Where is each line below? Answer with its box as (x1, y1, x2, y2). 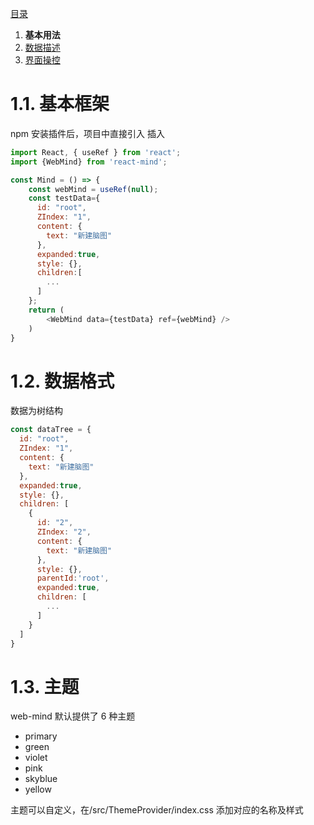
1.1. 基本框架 (10, 93, 110, 116)
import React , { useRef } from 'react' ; (10, 147, 182, 157)
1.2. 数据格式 (10, 370, 115, 392)
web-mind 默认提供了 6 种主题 (10, 710, 136, 722)
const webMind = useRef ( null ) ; (28, 184, 159, 194)
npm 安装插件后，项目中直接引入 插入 (10, 127, 165, 139)
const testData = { (28, 193, 101, 204)
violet (24, 752, 48, 764)
